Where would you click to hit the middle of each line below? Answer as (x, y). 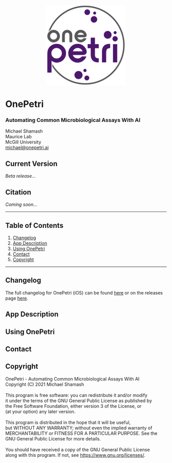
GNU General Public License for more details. (53, 438)
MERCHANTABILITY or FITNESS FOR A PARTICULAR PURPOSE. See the (81, 433)
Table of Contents (35, 225)
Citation (18, 192)
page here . (17, 298)
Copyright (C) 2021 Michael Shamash (45, 384)
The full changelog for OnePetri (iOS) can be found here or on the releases (84, 292)
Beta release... (20, 176)
